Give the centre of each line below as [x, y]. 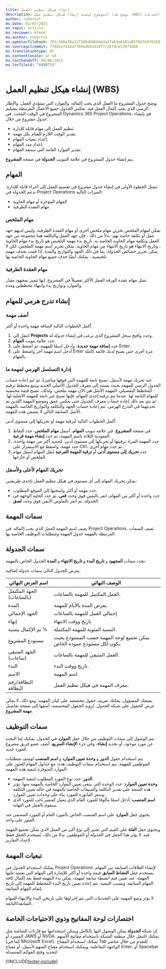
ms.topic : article [24, 28]
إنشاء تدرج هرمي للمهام [38, 301]
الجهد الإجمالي [23, 613]
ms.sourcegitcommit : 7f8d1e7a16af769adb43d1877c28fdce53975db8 [72, 47]
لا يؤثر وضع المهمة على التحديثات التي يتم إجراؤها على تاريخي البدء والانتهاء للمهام [80, 898]
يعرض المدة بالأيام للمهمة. [81, 605]
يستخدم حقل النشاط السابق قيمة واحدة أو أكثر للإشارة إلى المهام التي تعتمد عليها [80, 872]
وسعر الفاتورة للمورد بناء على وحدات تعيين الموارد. [59, 794]
